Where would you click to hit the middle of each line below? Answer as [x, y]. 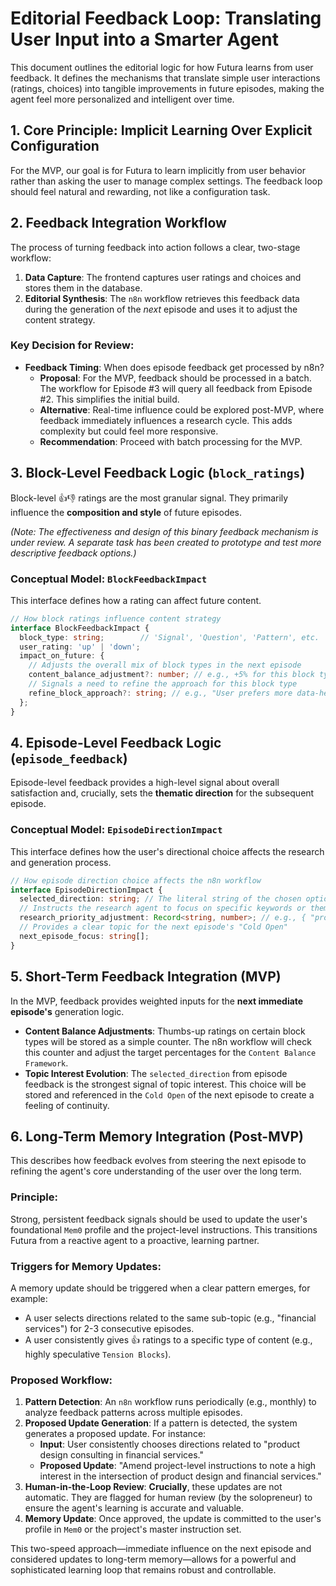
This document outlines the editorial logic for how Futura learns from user [162, 67]
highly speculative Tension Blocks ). [98, 1354]
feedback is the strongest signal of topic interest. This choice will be [165, 1084]
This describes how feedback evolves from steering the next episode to [158, 1161]
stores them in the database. [83, 288]
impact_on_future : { [62, 656]
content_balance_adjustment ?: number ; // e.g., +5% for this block [171, 675]
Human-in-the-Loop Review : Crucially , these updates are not [153, 1487]
